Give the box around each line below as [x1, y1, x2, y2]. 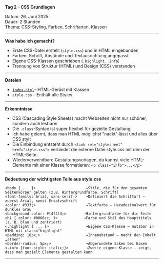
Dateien [5, 77, 21, 83]
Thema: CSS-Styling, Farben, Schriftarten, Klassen [5, 24, 107, 30]
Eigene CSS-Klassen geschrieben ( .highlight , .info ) [12, 58, 120, 64]
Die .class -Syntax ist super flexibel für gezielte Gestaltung [12, 126, 131, 132]
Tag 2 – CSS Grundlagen [5, 4, 55, 10]
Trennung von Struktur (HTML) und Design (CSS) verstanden [12, 63, 135, 69]
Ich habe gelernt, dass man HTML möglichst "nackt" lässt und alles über [12, 131, 158, 136]
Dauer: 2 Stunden [5, 19, 41, 24]
